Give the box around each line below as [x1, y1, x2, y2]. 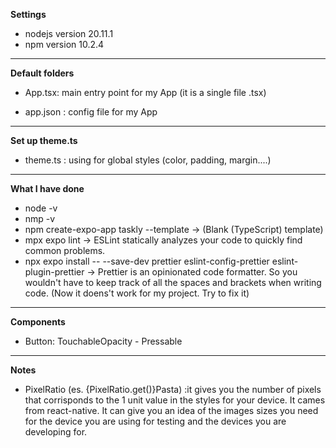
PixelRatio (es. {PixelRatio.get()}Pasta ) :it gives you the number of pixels [24, 384, 322, 395]
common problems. [24, 245, 106, 256]
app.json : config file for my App [24, 106, 158, 118]
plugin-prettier [24, 266, 85, 278]
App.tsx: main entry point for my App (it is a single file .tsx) [24, 87, 267, 98]
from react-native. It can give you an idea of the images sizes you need [24, 405, 319, 416]
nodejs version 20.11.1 [24, 28, 114, 39]
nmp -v [24, 213, 56, 224]
